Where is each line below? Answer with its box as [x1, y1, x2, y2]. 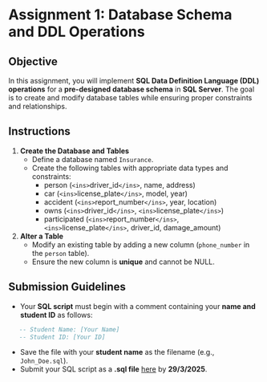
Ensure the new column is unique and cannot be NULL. [31, 257, 215, 266]
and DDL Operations [8, 22, 146, 41]
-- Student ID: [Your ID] [18, 333, 106, 341]
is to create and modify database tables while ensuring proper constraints [8, 93, 253, 102]
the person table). [31, 248, 90, 258]
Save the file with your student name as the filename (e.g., [19, 347, 215, 357]
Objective [8, 55, 59, 68]
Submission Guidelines [8, 280, 127, 294]
